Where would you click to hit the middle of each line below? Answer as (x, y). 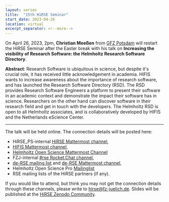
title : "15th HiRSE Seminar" (37, 15)
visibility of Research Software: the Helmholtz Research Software (75, 54)
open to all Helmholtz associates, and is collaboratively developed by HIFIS (83, 112)
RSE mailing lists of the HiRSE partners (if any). (61, 174)
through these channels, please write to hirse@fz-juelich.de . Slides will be (82, 189)
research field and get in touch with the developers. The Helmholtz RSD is (82, 107)
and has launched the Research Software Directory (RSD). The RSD (75, 85)
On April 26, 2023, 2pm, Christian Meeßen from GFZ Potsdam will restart (81, 43)
